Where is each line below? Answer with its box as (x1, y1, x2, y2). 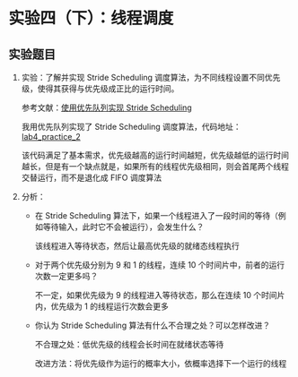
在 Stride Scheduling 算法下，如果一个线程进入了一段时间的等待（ (34, 210, 279, 220)
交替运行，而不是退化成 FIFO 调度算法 (21, 172, 162, 183)
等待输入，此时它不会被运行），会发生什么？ (42, 221, 205, 232)
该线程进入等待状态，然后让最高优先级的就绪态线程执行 (34, 241, 240, 251)
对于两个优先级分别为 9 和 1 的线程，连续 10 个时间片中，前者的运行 (34, 260, 285, 270)
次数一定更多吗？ (34, 270, 99, 281)
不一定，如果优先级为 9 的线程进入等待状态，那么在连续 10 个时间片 (34, 290, 285, 300)
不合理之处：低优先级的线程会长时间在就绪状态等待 (34, 339, 224, 349)
